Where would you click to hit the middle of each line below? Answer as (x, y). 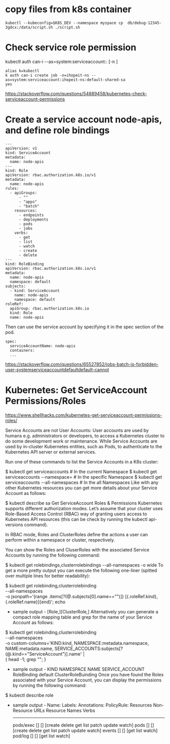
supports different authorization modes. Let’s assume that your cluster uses (84, 508)
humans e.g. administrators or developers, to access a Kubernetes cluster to (85, 436)
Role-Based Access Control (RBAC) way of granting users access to (76, 514)
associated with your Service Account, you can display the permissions (87, 680)
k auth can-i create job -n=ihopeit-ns (47, 75)
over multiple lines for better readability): (48, 576)
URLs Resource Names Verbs (64, 710)
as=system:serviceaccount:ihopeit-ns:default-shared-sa (65, 80)
